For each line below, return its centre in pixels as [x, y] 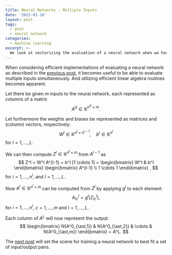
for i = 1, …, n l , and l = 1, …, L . [35, 176]
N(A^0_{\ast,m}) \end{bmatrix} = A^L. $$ [86, 232]
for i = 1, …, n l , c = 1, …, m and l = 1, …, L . [47, 207]
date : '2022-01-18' [26, 15]
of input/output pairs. [28, 247]
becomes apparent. [26, 84]
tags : [11, 24]
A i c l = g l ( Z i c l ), [86, 198]
